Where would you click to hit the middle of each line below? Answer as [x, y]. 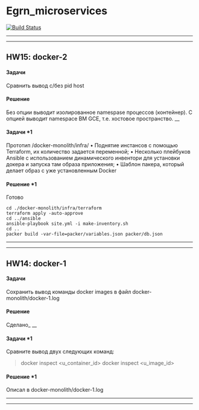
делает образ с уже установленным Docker [61, 170]
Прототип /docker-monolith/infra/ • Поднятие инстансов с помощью [92, 145]
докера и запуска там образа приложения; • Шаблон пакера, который [95, 164]
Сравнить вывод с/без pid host [45, 85]
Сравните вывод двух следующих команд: [60, 352]
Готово [15, 198]
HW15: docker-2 [37, 57]
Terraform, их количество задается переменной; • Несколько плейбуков [98, 151]
